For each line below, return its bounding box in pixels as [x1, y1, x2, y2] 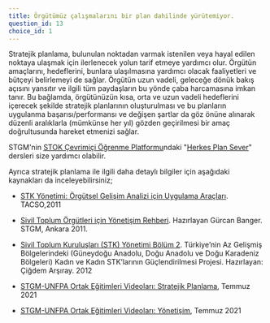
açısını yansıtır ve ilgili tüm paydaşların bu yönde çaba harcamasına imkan [8, 84, 256, 93]
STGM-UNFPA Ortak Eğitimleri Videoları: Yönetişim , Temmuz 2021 [20, 306, 242, 316]
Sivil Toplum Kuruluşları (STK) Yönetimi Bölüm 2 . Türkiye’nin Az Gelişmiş [20, 240, 263, 250]
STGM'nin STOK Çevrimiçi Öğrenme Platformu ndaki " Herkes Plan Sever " [8, 143, 252, 153]
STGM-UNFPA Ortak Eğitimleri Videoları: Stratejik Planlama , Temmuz [20, 282, 250, 291]
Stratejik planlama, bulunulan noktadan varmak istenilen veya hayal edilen [8, 50, 255, 59]
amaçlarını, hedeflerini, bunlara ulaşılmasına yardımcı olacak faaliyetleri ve [8, 67, 257, 76]
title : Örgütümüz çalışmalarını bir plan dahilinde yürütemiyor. [8, 11, 234, 20]
